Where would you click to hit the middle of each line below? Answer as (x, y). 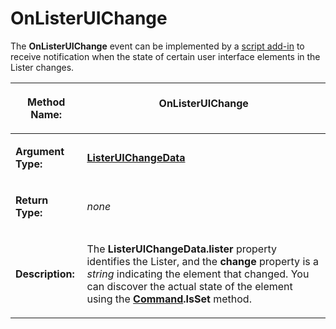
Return (32, 200)
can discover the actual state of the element (189, 286)
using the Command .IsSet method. (169, 299)
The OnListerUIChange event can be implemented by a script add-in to (157, 46)
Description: (45, 274)
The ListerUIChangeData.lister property (181, 249)
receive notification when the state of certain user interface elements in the (165, 56)
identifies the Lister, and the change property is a (202, 261)
